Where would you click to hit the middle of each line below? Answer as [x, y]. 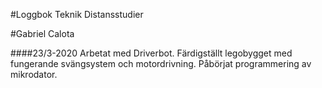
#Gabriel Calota [42, 33]
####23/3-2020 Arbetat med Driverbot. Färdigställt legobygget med [151, 53]
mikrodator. [34, 74]
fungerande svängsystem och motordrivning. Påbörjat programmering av [161, 63]
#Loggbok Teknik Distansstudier [77, 14]
